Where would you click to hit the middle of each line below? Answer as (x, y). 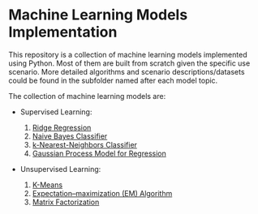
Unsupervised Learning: (60, 169)
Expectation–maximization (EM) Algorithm (102, 193)
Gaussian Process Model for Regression (99, 153)
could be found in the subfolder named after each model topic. (113, 80)
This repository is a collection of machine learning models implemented (128, 54)
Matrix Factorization (66, 202)
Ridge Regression (62, 127)
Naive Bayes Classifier (70, 136)
